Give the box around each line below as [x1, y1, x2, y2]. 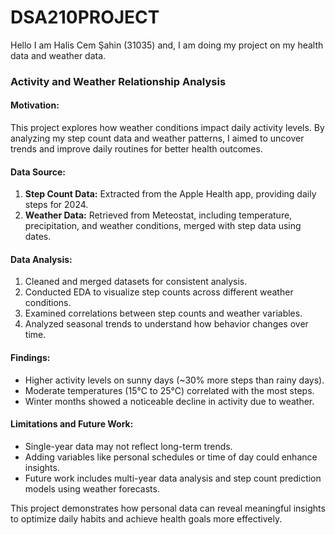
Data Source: [10, 166, 66, 178]
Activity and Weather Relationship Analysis [10, 74, 227, 88]
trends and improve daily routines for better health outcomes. [10, 143, 263, 155]
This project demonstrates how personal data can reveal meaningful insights [10, 502, 326, 514]
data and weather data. [10, 49, 107, 61]
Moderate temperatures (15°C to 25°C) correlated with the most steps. [24, 384, 315, 396]
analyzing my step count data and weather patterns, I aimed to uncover [10, 132, 305, 145]
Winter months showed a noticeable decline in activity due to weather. [24, 395, 315, 407]
